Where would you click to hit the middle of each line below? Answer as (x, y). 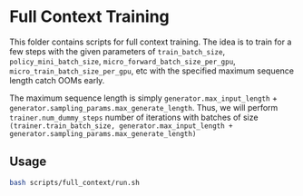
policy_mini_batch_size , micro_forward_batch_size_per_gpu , (122, 61)
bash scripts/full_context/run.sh (75, 182)
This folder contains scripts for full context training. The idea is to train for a (151, 42)
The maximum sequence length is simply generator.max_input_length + (144, 98)
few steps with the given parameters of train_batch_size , (117, 51)
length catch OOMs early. (57, 80)
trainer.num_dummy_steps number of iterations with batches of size (134, 117)
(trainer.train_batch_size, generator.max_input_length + (121, 126)
